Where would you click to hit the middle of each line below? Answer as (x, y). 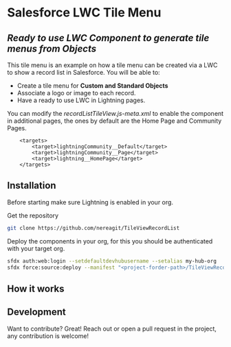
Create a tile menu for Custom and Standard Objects (92, 86)
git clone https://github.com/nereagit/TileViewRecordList (93, 228)
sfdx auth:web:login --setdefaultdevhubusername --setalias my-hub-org (112, 261)
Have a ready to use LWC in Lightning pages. (81, 100)
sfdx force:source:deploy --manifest (61, 267)
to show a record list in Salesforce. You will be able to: (84, 72)
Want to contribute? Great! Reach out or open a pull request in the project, (112, 328)
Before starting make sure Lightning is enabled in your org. (90, 202)
